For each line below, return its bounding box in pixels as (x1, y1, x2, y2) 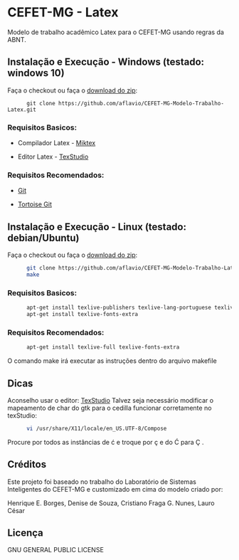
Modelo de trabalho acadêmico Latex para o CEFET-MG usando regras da (7, 28, 224, 36)
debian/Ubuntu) (7, 232, 80, 244)
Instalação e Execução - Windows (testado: (7, 56, 205, 68)
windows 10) (7, 67, 65, 79)
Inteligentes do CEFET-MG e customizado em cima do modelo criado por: (7, 485, 223, 493)
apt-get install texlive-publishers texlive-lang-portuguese (26, 304, 212, 312)
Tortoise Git (17, 200, 52, 208)
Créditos (7, 458, 47, 470)
